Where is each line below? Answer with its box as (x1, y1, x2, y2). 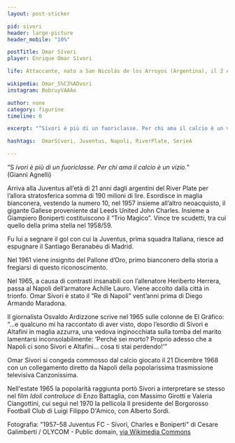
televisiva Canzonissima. (7, 371, 78, 379)
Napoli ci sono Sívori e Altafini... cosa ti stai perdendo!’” (7, 342, 168, 351)
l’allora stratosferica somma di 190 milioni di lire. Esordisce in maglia (7, 192, 203, 199)
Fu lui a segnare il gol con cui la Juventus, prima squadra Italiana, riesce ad (7, 235, 224, 243)
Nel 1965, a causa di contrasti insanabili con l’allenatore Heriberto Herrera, (7, 277, 222, 285)
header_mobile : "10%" (7, 36, 71, 43)
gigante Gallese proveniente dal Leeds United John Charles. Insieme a (7, 206, 210, 214)
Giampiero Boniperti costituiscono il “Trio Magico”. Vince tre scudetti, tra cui (7, 214, 227, 222)
